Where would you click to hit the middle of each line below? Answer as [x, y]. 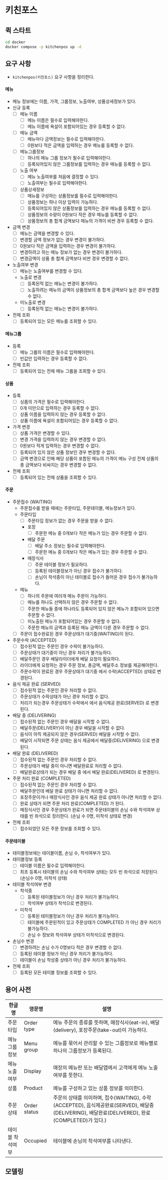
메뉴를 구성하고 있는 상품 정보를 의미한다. [99, 1088]
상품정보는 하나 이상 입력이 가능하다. [63, 202]
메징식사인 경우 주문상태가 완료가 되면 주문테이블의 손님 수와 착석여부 [87, 809]
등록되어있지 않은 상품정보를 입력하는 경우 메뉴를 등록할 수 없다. [89, 208]
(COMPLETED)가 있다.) [80, 1120]
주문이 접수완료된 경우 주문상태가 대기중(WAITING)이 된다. [77, 634]
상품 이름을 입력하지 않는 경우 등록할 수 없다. [63, 414]
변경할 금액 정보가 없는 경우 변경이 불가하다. [62, 239]
